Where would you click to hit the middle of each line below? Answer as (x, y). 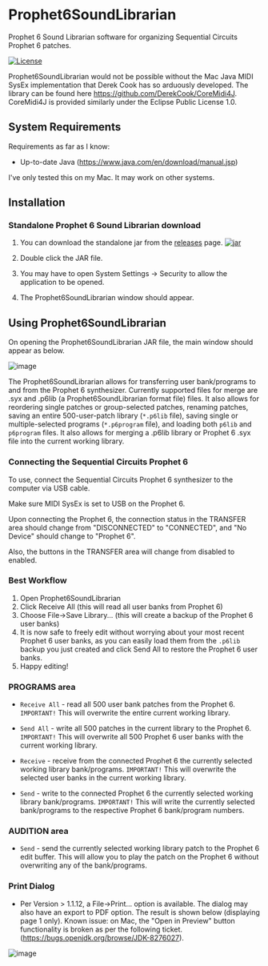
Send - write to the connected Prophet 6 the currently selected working (136, 793)
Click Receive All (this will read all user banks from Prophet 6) (121, 607)
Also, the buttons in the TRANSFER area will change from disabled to (122, 551)
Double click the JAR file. (61, 259)
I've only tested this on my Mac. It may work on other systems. (112, 177)
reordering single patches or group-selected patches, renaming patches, (128, 407)
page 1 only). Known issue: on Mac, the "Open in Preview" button (128, 920)
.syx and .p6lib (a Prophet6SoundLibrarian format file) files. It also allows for (134, 399)
